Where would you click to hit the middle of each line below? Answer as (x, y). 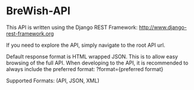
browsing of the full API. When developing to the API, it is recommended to (97, 63)
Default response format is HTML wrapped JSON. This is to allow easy (92, 56)
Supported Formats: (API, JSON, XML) (53, 81)
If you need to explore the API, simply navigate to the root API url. (86, 45)
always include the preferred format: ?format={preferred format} (85, 69)
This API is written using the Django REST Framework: (72, 27)
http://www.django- (163, 27)
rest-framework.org (30, 33)
